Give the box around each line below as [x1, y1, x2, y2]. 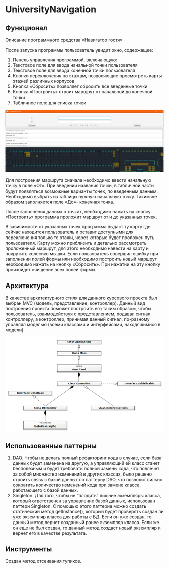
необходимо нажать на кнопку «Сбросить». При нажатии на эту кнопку [5, 261, 161, 267]
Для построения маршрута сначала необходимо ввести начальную [5, 177, 152, 183]
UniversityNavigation [5, 4, 97, 15]
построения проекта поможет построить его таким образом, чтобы [5, 306, 152, 312]
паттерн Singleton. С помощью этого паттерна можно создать [12, 503, 147, 509]
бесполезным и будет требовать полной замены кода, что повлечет [12, 466, 160, 472]
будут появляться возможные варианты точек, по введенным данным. [5, 188, 158, 194]
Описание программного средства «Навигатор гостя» [5, 37, 123, 43]
